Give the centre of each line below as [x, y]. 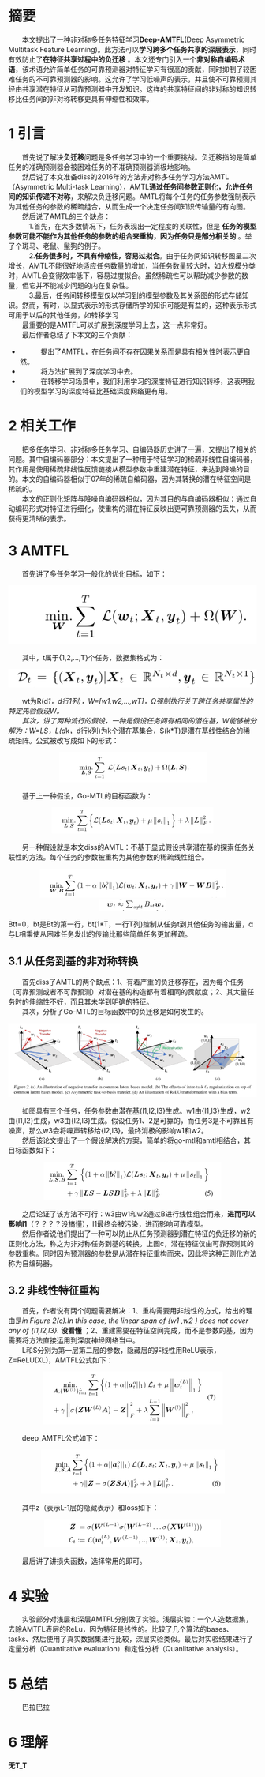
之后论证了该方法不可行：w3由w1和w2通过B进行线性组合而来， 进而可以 [139, 1214]
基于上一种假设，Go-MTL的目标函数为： [88, 795]
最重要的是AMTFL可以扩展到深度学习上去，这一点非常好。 [117, 325]
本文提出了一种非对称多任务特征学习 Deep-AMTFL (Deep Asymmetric [134, 39]
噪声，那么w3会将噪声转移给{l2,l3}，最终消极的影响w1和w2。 [108, 1130]
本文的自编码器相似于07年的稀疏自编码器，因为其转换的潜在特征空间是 [136, 479]
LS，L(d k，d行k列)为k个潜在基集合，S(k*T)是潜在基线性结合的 [142, 731]
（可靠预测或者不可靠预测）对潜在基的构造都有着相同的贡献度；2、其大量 [128, 991]
